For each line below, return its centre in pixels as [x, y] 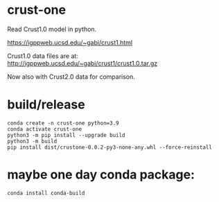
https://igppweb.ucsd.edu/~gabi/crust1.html [70, 42]
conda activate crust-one [44, 129]
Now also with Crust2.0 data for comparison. [71, 76]
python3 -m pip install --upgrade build [67, 135]
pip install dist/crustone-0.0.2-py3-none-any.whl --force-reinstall [110, 147]
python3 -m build [32, 141]
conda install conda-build [46, 193]
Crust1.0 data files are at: [43, 56]
